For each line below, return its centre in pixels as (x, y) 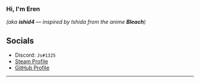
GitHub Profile (32, 68)
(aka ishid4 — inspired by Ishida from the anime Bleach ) (76, 22)
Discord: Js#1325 (35, 55)
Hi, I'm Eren (23, 9)
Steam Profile (32, 62)
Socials (20, 41)
